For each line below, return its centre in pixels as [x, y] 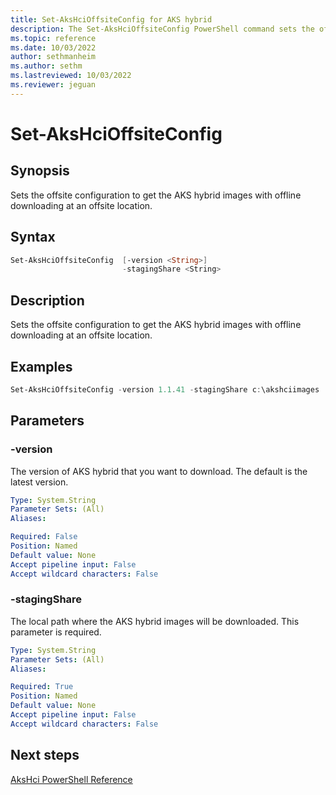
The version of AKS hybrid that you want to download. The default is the [159, 471]
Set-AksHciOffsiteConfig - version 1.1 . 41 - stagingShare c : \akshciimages [165, 389]
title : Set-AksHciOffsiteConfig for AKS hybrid [111, 19]
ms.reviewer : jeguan [53, 85]
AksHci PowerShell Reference [71, 779]
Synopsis [40, 171]
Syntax [33, 237]
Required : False [44, 537]
